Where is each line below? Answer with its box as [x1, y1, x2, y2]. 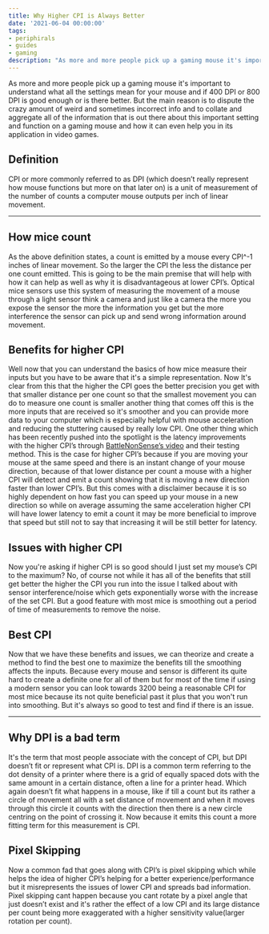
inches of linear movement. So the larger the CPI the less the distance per [8, 260, 252, 269]
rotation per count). [8, 916, 73, 926]
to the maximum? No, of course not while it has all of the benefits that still [8, 571, 251, 580]
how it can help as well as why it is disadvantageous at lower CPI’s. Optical [8, 277, 255, 287]
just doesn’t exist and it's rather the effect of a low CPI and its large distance [8, 899, 260, 908]
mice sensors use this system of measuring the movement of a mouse [8, 285, 240, 295]
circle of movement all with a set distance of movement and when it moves [8, 795, 255, 804]
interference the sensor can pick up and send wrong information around [8, 311, 247, 321]
